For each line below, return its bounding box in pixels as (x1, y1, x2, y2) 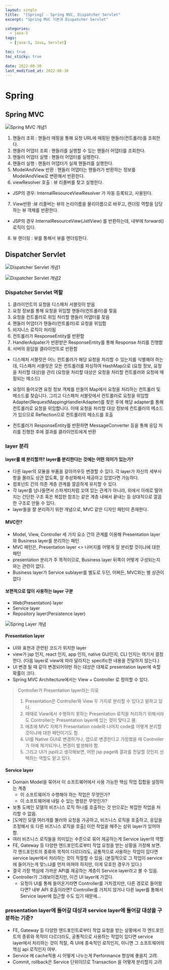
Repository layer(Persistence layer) (12, 610, 86, 617)
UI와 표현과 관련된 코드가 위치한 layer (12, 645, 87, 651)
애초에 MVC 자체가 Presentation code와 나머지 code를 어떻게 (25, 724, 148, 730)
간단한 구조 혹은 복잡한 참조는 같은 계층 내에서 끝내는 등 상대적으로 (22, 494, 153, 500)
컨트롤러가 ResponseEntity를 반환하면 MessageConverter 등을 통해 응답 (12, 422, 158, 428)
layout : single (5, 7, 37, 13)
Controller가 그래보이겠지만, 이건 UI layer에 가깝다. (12, 874, 114, 880)
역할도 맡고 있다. (38, 755, 72, 761)
